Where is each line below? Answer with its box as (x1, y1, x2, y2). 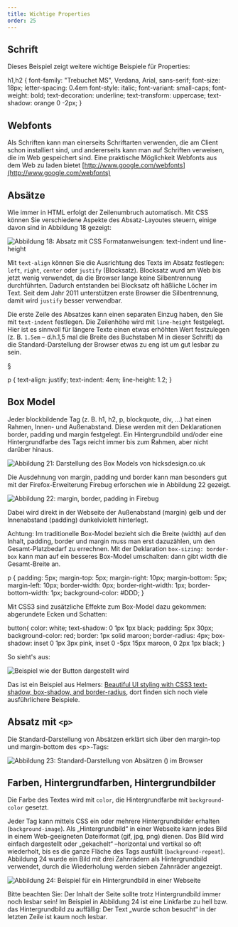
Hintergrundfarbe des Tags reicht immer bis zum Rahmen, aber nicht (7, 437, 208, 446)
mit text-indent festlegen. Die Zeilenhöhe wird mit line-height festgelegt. (7, 318, 225, 326)
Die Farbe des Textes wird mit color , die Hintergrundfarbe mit (7, 795, 188, 805)
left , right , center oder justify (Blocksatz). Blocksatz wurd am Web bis (7, 266, 222, 274)
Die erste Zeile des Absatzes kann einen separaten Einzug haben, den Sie (7, 310, 224, 318)
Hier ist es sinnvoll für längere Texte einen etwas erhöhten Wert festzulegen (7, 325, 230, 333)
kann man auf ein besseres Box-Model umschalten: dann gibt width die (18, 552, 227, 560)
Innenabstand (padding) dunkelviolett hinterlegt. (7, 515, 149, 524)
